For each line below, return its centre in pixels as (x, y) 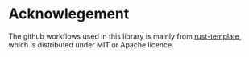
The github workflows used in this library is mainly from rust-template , (125, 36)
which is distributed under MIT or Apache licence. (91, 44)
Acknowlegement (69, 14)
